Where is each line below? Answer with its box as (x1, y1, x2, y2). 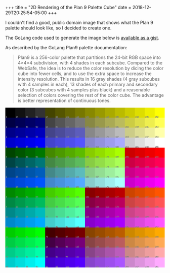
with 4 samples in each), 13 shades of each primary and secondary (17, 81, 158, 87)
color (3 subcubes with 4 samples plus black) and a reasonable (17, 87, 150, 93)
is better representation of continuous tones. (17, 97, 111, 104)
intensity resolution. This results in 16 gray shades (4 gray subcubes (17, 76, 160, 82)
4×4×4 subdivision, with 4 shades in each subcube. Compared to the (17, 60, 163, 65)
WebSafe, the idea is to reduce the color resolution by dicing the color (17, 65, 164, 71)
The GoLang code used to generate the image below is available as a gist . (5, 35, 159, 41)
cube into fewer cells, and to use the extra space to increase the (17, 71, 152, 77)
